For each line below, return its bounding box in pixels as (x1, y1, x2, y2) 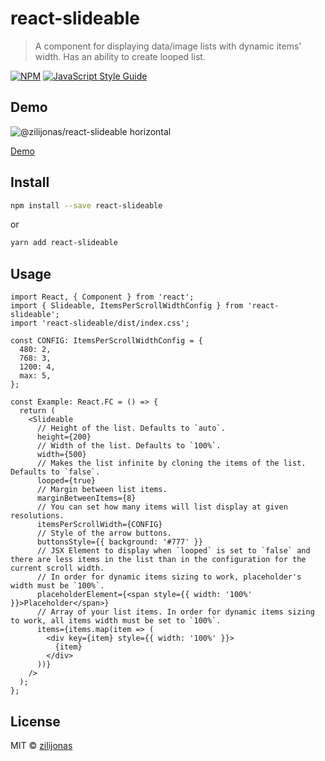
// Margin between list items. (36, 485, 168, 495)
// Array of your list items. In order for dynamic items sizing (36, 607, 315, 617)
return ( (19, 406, 56, 416)
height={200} (36, 432, 92, 442)
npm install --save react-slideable (10, 200, 163, 211)
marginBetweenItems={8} (36, 493, 137, 504)
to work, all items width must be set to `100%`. (10, 616, 222, 626)
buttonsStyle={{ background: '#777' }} (36, 537, 203, 547)
